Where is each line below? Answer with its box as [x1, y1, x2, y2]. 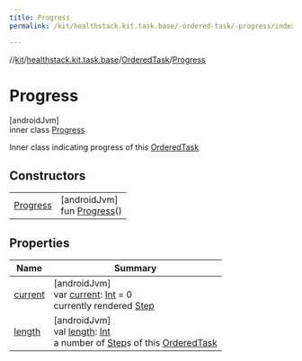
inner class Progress [9, 125, 85, 136]
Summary [113, 262, 157, 275]
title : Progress [9, 13, 70, 22]
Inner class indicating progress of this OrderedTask [9, 142, 200, 153]
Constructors [9, 168, 86, 183]
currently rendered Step [53, 300, 155, 313]
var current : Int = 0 [53, 288, 133, 301]
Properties [9, 235, 70, 251]
